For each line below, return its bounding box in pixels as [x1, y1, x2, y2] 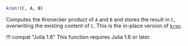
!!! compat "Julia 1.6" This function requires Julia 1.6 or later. [6, 33, 151, 40]
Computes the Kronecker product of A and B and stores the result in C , [6, 16, 176, 23]
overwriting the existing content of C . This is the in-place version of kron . [6, 22, 183, 29]
